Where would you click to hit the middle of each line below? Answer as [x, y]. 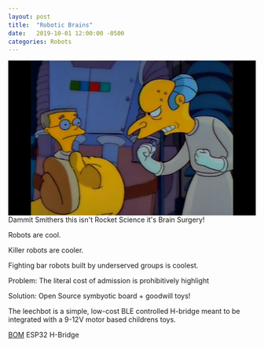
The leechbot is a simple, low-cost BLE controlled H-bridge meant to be [125, 312]
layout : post [29, 17]
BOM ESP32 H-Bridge [44, 335]
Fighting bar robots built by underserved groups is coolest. [103, 266]
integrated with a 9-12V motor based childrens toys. [92, 319]
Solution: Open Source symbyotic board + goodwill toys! [99, 296]
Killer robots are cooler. [46, 250]
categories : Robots [40, 42]
